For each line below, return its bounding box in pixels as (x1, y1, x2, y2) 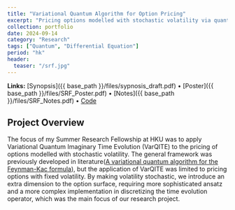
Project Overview (7, 117, 85, 129)
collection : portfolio (7, 23, 73, 30)
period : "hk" (7, 50, 45, 57)
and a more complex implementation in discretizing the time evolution (7, 187, 208, 196)
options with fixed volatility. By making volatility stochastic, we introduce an (7, 172, 225, 181)
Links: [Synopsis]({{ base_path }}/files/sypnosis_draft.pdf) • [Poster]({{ (7, 81, 214, 90)
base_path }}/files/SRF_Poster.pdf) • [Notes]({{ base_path (7, 89, 175, 97)
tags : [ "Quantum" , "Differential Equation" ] (7, 43, 139, 50)
